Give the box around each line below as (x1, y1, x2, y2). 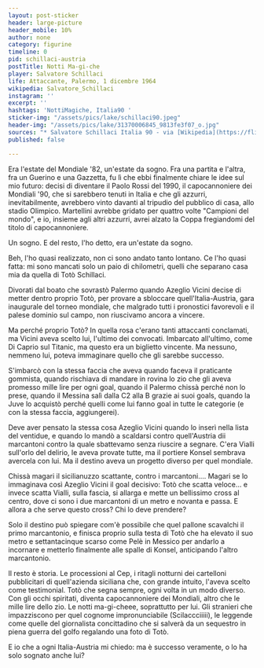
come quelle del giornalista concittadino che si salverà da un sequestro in (8, 618, 247, 628)
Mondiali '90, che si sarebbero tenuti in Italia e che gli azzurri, (8, 189, 207, 199)
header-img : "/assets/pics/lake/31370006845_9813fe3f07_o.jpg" (8, 121, 220, 129)
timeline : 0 (8, 48, 47, 56)
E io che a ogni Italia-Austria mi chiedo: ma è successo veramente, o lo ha (8, 642, 247, 651)
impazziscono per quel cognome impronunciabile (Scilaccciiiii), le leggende (8, 610, 253, 619)
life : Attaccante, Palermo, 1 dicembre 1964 (8, 77, 156, 85)
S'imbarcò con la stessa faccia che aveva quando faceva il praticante (8, 365, 233, 375)
